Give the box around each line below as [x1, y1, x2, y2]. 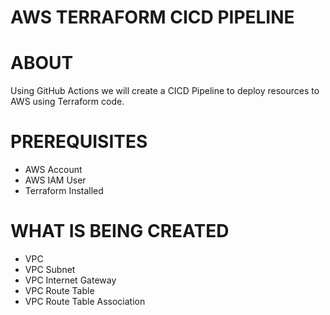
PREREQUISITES [10, 131, 148, 153]
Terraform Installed [24, 185, 104, 197]
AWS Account [24, 164, 83, 176]
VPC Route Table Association [24, 296, 146, 307]
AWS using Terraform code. [10, 96, 125, 108]
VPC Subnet [24, 264, 76, 275]
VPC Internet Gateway [24, 274, 117, 286]
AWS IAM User [24, 174, 87, 186]
